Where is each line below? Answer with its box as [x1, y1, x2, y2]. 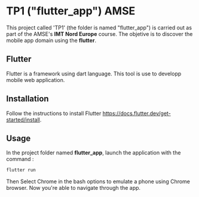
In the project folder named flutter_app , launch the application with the [6, 149, 181, 156]
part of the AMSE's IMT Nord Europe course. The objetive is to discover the [6, 30, 193, 37]
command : [6, 156, 34, 163]
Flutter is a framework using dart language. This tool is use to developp [6, 70, 182, 77]
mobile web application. [6, 76, 65, 83]
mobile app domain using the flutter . [6, 37, 97, 44]
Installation [6, 94, 49, 104]
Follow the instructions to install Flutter [6, 110, 102, 117]
